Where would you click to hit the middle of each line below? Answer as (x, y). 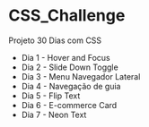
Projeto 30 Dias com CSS (55, 40)
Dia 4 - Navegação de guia (71, 86)
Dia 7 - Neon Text (54, 114)
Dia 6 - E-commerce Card (69, 105)
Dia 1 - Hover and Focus (66, 57)
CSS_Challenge (67, 16)
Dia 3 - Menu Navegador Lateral (81, 76)
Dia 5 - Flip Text (51, 96)
